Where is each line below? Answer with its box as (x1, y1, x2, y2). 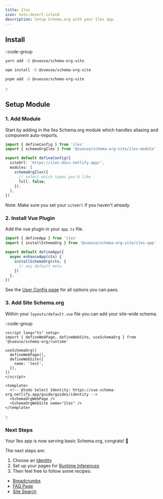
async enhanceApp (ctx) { (10, 255, 62, 260)
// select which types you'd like (18, 174, 92, 179)
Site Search (12, 488, 37, 494)
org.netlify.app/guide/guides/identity (5, 392, 89, 397)
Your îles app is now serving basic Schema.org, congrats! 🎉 (5, 438, 129, 444)
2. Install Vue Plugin (5, 215, 55, 222)
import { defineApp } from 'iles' (5, 236, 78, 241)
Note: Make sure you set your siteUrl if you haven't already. (5, 202, 131, 208)
